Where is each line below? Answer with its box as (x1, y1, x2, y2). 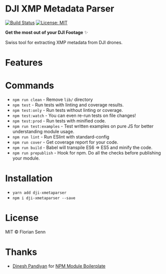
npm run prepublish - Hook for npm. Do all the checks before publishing (12, 150, 161, 156)
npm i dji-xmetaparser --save (12, 196, 76, 201)
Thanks (5, 246, 37, 258)
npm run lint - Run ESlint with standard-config (12, 134, 109, 140)
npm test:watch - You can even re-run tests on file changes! (12, 112, 136, 118)
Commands (5, 80, 54, 91)
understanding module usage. (12, 128, 74, 134)
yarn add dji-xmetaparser (12, 190, 66, 195)
